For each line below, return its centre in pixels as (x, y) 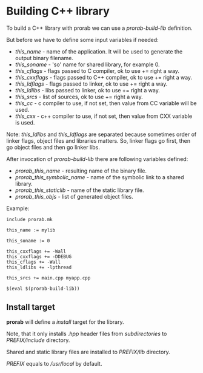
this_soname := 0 (28, 241)
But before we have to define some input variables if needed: (82, 39)
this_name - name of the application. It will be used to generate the (99, 51)
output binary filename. (44, 58)
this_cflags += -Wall (34, 262)
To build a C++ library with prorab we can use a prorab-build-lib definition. (99, 28)
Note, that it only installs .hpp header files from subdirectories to (87, 334)
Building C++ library (58, 11)
